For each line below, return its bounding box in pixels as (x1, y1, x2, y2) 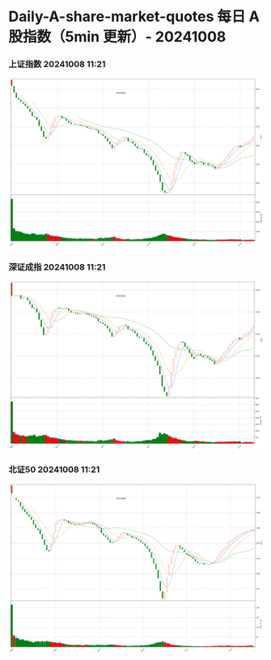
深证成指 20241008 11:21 (8, 262, 106, 273)
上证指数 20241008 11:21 (8, 58, 106, 70)
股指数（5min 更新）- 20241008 (8, 28, 227, 46)
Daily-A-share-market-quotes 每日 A (8, 7, 260, 26)
